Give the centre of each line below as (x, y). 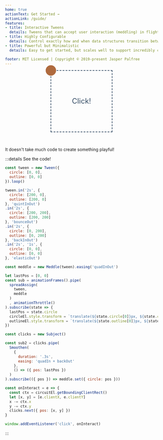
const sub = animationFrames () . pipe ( (43, 280)
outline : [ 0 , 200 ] (28, 236)
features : (15, 23)
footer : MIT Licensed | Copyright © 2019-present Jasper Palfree (72, 59)
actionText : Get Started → (32, 14)
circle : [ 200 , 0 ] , (28, 195)
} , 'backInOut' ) (21, 240)
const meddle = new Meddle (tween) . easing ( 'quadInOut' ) (62, 267)
